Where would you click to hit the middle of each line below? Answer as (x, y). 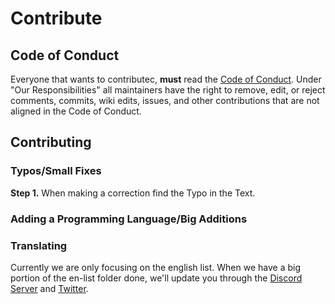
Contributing (51, 142)
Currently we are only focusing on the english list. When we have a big (155, 267)
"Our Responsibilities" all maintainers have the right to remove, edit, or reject (168, 90)
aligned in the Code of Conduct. (76, 111)
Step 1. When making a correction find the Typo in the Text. (133, 193)
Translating (39, 245)
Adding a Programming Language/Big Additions (129, 219)
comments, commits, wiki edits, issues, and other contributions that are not (165, 100)
